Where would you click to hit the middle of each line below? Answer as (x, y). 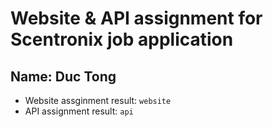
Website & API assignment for (136, 18)
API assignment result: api (79, 111)
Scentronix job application (122, 39)
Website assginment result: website (98, 100)
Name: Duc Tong (63, 76)
